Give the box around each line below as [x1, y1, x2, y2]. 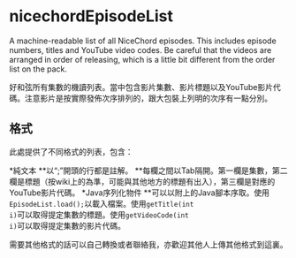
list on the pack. [9, 64, 68, 74]
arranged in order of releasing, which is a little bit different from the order [9, 54, 276, 64]
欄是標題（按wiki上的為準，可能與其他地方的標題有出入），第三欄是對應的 [9, 176, 276, 186]
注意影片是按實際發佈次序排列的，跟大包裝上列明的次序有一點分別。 [24, 93, 272, 103]
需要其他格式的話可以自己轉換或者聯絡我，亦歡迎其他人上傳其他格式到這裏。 [9, 239, 288, 249]
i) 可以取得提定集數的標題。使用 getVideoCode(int [9, 209, 189, 220]
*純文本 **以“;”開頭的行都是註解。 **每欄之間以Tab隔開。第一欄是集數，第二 [9, 165, 288, 176]
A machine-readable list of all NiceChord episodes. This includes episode [9, 35, 277, 46]
